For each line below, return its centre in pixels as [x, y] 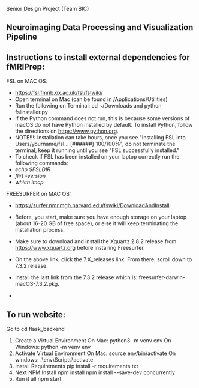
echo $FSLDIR [33, 169]
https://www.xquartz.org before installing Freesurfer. [80, 248]
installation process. [40, 230]
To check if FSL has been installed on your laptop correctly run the [97, 157]
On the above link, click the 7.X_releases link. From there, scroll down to [103, 259]
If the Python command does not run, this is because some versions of [102, 118]
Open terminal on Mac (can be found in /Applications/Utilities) [91, 99]
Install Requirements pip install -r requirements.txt [77, 366]
